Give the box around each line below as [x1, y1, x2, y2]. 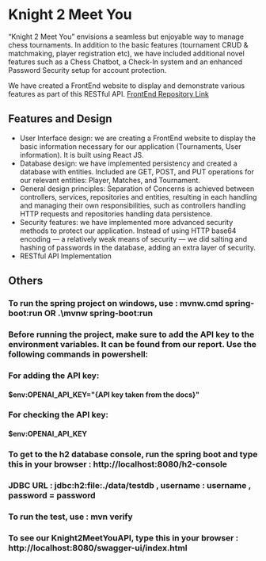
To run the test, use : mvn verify [8, 511, 133, 522]
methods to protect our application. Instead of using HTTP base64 [19, 226, 237, 235]
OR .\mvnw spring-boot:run [44, 307, 153, 319]
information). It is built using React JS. [19, 150, 144, 159]
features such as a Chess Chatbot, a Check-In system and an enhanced [8, 57, 243, 67]
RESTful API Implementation [19, 251, 112, 261]
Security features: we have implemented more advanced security [19, 217, 234, 227]
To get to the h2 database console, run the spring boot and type [8, 448, 258, 460]
